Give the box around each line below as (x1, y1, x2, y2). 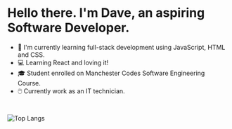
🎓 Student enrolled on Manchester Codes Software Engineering (17, 69, 205, 77)
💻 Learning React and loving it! (17, 58, 109, 67)
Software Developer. (7, 20, 130, 36)
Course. (17, 79, 41, 87)
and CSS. (17, 50, 45, 59)
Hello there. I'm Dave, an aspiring (7, 5, 205, 21)
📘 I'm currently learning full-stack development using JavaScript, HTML (17, 43, 226, 51)
